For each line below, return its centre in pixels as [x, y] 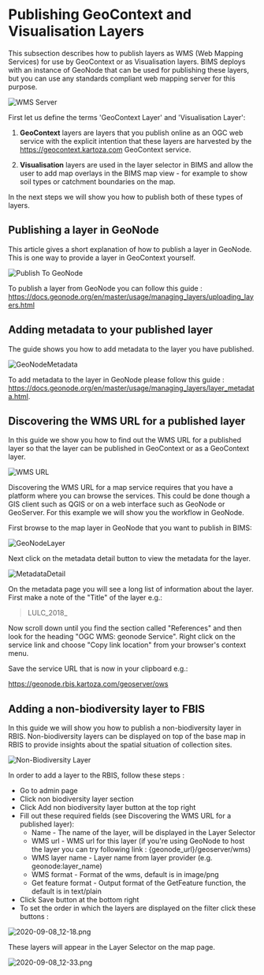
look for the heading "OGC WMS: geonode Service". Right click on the [122, 637]
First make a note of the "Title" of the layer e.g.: [86, 597]
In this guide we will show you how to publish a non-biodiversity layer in [125, 728]
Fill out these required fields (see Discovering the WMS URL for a [125, 816]
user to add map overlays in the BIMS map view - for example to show [134, 173]
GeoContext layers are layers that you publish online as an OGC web [131, 133]
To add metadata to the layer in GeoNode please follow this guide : [116, 379]
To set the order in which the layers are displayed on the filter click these [138, 908]
